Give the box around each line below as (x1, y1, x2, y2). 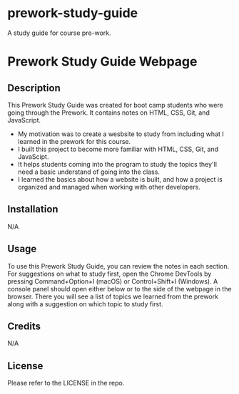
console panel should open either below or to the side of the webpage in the (7, 284, 232, 293)
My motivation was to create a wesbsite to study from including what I (17, 130, 225, 138)
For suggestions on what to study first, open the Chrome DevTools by (7, 269, 212, 278)
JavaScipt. (17, 152, 49, 161)
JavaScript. (7, 115, 41, 124)
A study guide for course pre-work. (7, 28, 112, 37)
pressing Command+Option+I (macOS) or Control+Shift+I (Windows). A (7, 276, 218, 286)
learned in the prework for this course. (17, 137, 131, 145)
